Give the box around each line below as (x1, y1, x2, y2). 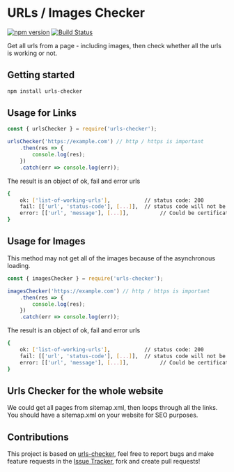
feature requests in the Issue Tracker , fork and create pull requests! (7, 457, 201, 466)
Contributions (7, 431, 69, 443)
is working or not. (7, 49, 58, 57)
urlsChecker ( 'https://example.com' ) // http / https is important (7, 138, 204, 145)
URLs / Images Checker (7, 5, 145, 21)
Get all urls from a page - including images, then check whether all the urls (7, 41, 221, 50)
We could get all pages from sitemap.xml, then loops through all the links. (7, 404, 218, 412)
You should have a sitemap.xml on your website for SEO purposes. (7, 411, 198, 420)
